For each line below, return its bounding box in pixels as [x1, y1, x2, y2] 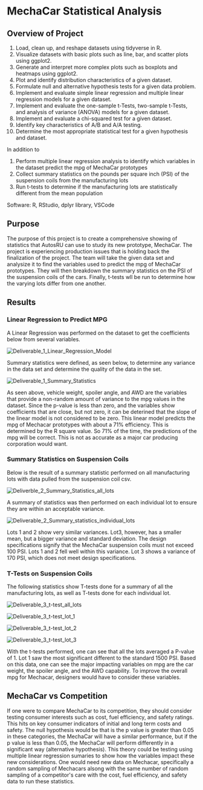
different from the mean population [15, 190, 103, 197]
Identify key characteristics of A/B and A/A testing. [15, 121, 143, 128]
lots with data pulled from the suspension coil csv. [7, 475, 132, 483]
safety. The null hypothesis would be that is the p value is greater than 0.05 [7, 726, 194, 733]
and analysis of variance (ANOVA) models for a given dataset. [15, 109, 170, 115]
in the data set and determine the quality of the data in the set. [7, 365, 163, 373]
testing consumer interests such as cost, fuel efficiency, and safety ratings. [7, 713, 194, 721]
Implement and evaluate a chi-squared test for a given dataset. [15, 115, 172, 122]
